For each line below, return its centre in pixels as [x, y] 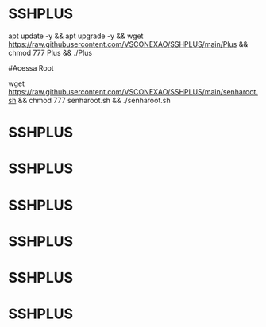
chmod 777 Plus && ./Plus [50, 52]
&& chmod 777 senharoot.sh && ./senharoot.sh [94, 100]
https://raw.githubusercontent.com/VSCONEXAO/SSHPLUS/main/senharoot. [133, 91]
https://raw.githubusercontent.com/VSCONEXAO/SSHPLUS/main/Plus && [128, 44]
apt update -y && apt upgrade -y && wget [76, 36]
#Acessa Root [31, 67]
